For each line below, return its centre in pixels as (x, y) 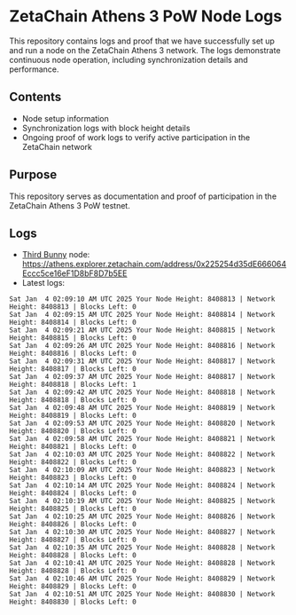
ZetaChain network (57, 146)
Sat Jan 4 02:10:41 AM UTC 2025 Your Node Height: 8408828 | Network (142, 564)
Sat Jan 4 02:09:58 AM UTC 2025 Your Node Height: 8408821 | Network (142, 439)
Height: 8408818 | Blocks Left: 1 (73, 385)
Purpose (33, 175)
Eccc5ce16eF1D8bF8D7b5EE (74, 273)
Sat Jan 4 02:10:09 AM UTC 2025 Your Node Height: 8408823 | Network (142, 470)
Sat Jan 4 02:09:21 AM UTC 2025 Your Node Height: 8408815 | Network (142, 330)
